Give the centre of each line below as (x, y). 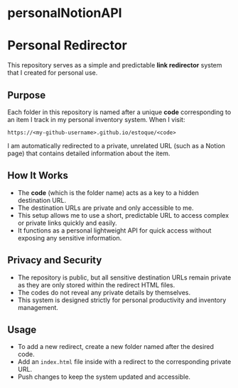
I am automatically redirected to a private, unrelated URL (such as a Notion (117, 145)
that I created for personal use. (53, 73)
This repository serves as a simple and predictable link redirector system (115, 65)
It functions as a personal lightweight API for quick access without (114, 230)
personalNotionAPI (65, 13)
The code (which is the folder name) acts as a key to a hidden (108, 192)
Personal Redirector (67, 46)
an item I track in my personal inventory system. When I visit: (96, 119)
